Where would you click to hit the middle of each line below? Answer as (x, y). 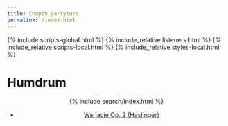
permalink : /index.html (42, 20)
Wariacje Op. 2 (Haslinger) (122, 115)
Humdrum (37, 82)
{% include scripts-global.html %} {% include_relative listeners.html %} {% (114, 39)
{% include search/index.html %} (116, 102)
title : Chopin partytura (43, 13)
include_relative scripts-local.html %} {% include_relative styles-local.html (113, 47)
